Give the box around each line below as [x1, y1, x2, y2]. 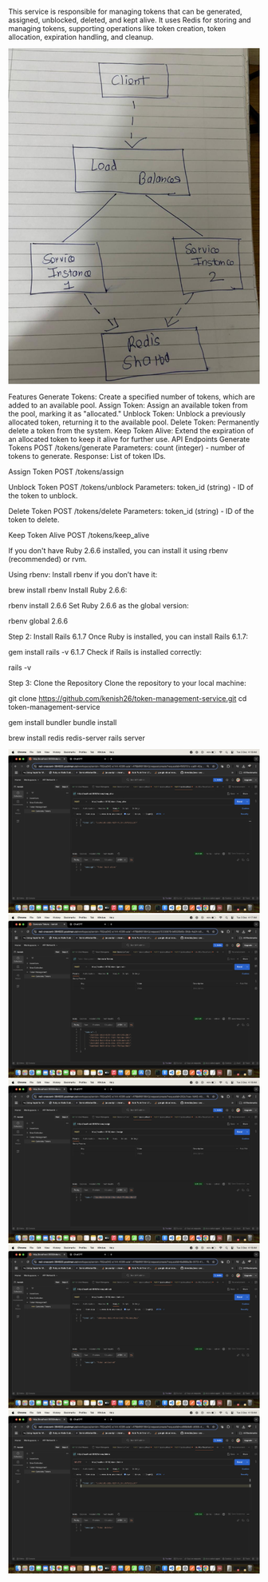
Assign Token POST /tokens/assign [8, 467, 124, 476]
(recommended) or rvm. [8, 555, 88, 564]
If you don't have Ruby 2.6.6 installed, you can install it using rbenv [8, 546, 229, 555]
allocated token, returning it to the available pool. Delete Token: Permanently [8, 417, 259, 427]
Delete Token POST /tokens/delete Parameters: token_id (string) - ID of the [8, 507, 254, 516]
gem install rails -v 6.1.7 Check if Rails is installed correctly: [8, 648, 202, 656]
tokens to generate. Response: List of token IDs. [8, 452, 166, 460]
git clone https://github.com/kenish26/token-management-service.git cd [8, 694, 247, 703]
